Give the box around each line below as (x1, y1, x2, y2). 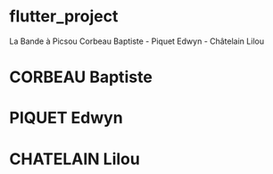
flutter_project (9, 6, 119, 27)
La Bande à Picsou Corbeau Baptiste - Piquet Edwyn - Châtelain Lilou (9, 36, 265, 46)
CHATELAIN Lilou (9, 149, 140, 169)
